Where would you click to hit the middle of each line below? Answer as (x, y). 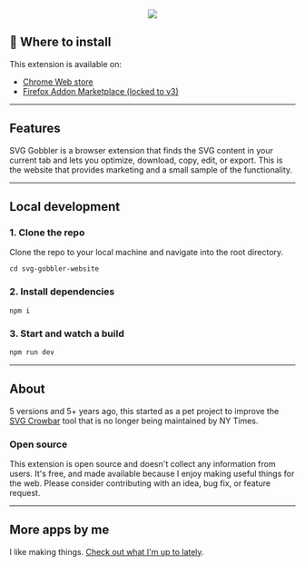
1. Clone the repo (47, 233)
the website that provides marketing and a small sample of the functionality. (151, 169)
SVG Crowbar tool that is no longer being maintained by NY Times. (134, 421)
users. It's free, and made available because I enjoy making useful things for (152, 473)
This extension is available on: (66, 64)
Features (35, 129)
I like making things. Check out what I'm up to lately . (107, 551)
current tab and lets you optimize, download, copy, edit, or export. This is (146, 160)
